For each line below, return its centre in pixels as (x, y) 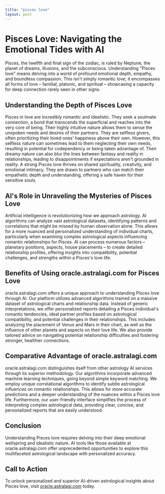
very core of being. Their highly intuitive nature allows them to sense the (79, 127)
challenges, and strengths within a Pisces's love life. (58, 258)
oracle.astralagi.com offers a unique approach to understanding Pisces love (82, 293)
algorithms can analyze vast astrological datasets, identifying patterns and (81, 221)
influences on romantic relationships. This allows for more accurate (74, 389)
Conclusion (23, 426)
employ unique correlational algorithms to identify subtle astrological (75, 384)
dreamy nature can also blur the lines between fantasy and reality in (74, 154)
